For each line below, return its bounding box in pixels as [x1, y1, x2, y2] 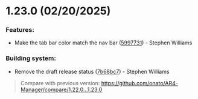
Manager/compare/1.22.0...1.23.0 [20, 86, 103, 93]
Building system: [5, 54, 57, 62]
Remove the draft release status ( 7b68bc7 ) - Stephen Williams [14, 68, 170, 75]
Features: [5, 26, 34, 34]
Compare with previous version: [20, 79, 100, 86]
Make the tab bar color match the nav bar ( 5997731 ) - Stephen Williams [14, 39, 193, 46]
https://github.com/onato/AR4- [101, 79, 179, 86]
